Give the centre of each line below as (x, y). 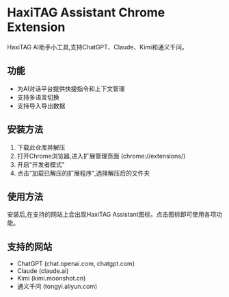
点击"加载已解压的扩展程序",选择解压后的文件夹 (83, 173)
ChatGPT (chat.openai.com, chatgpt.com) (76, 264)
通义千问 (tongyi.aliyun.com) (57, 287)
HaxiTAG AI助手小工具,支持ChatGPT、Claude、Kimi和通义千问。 (97, 47)
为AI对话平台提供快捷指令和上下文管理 (71, 88)
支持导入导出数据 (41, 106)
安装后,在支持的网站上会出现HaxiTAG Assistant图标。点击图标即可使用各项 (112, 215)
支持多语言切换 (38, 97)
